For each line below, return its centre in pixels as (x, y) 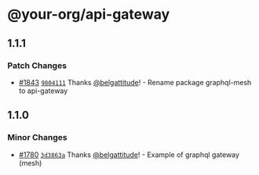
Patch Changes (37, 66)
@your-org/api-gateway (89, 14)
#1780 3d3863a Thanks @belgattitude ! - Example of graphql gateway (129, 155)
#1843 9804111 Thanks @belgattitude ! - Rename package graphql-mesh (135, 82)
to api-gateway (43, 91)
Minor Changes (37, 137)
